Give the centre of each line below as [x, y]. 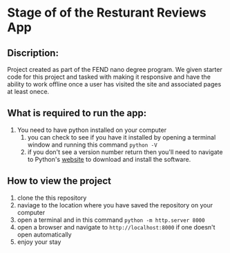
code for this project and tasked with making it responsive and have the [109, 77]
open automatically [44, 234]
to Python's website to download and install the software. [109, 159]
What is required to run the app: [77, 113]
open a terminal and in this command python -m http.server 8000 [111, 220]
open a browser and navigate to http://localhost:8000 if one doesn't [116, 227]
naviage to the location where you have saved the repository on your [115, 205]
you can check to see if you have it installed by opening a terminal [122, 137]
